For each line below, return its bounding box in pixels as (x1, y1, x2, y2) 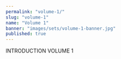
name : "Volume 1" (5, 20, 49, 26)
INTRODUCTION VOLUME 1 (5, 47, 74, 54)
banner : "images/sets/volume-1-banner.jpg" (5, 25, 116, 32)
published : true (5, 31, 46, 37)
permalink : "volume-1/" (5, 8, 65, 15)
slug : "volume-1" (5, 14, 49, 20)
